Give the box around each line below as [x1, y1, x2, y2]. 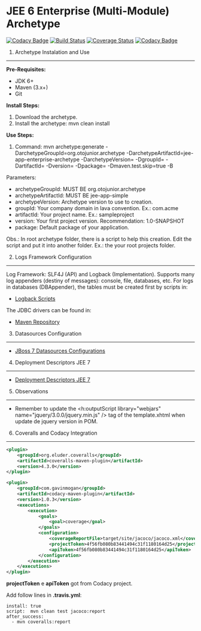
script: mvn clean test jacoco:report [6, 608, 106, 615]
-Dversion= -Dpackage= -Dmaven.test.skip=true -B [45, 162, 173, 169]
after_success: [6, 614, 44, 620]
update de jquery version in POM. [14, 417, 98, 424]
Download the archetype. [14, 113, 78, 121]
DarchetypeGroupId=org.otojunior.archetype [14, 149, 126, 157]
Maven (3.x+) [14, 83, 48, 91]
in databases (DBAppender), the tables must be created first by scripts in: [6, 283, 188, 291]
